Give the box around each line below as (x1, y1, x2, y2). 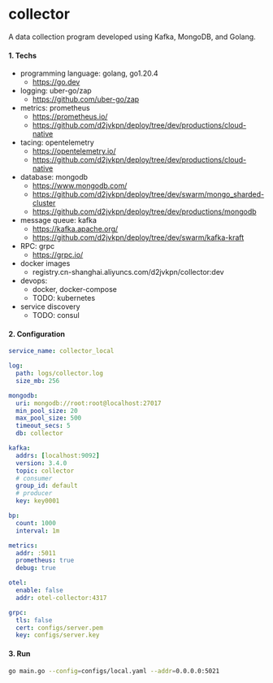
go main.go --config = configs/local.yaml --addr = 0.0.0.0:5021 (8, 667, 220, 675)
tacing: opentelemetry (19, 137, 95, 147)
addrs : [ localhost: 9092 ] (15, 451, 100, 459)
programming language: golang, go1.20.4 (19, 68, 158, 78)
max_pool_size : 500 (15, 414, 82, 423)
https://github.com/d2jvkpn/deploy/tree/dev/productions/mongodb (32, 207, 258, 216)
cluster (32, 198, 56, 208)
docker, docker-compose (32, 285, 118, 294)
